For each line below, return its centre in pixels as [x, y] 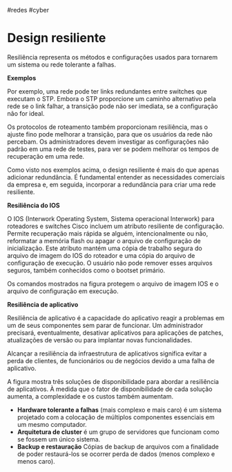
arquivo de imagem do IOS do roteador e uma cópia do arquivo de [101, 255]
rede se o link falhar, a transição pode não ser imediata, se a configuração [113, 106]
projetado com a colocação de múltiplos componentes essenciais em [116, 417]
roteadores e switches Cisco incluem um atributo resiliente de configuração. [116, 226]
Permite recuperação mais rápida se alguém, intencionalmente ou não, [108, 233]
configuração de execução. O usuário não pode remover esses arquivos [110, 263]
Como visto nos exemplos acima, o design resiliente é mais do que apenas [113, 170]
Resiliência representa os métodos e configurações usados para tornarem [113, 57]
